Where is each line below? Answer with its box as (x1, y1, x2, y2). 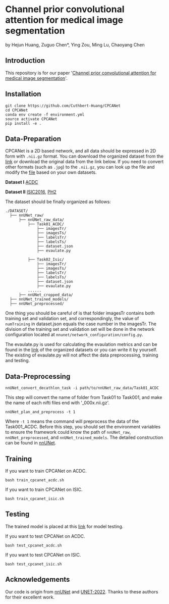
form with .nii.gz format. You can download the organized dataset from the (5, 153, 164, 160)
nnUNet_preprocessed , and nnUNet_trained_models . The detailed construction (5, 434, 163, 440)
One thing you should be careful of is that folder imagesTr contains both (5, 310, 155, 316)
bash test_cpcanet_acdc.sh (5, 543, 62, 548)
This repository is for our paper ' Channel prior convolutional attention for (5, 70, 156, 76)
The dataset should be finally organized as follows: (5, 198, 111, 205)
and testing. (5, 358, 30, 364)
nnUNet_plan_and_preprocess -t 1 (5, 410, 76, 415)
